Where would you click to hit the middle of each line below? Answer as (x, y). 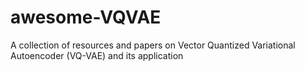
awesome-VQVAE (86, 17)
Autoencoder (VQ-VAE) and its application (97, 55)
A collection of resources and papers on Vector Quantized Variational (153, 45)
